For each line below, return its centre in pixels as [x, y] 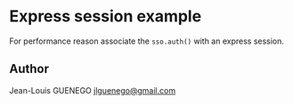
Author [29, 69]
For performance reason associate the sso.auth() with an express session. [147, 41]
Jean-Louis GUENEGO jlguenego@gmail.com [93, 90]
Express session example [106, 16]
